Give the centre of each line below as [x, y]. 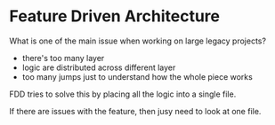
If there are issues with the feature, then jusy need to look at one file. [135, 111]
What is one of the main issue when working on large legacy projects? [138, 41]
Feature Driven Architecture [115, 16]
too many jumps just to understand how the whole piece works [137, 76]
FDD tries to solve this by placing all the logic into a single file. [123, 94]
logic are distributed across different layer [99, 67]
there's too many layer [63, 58]
